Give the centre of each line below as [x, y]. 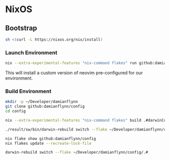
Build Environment [28, 91]
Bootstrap [21, 28]
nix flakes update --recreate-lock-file [49, 143]
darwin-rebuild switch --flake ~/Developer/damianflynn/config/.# [77, 152]
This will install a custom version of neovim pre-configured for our [74, 73]
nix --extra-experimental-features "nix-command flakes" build [73, 120]
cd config [16, 111]
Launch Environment [31, 53]
